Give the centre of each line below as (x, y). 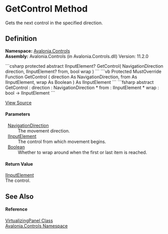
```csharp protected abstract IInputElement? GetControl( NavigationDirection (84, 66)
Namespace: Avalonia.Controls (38, 51)
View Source (18, 103)
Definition (21, 39)
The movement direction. (44, 131)
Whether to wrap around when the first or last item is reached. (82, 152)
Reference (16, 209)
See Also (19, 196)
